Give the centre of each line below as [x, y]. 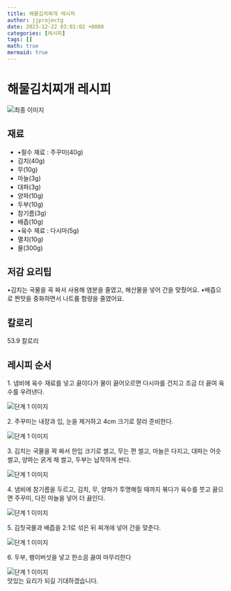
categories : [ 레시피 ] [37, 33]
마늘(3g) [29, 178]
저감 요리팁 [30, 272]
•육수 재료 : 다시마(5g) [48, 230]
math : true [23, 46]
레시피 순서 [30, 365]
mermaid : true [28, 53]
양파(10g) [30, 195]
